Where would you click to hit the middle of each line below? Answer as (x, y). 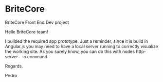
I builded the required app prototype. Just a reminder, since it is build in (77, 41)
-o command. (35, 56)
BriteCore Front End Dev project (37, 22)
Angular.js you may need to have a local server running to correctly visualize (81, 46)
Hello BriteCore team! (27, 32)
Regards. (14, 66)
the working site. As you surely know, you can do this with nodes (70, 51)
